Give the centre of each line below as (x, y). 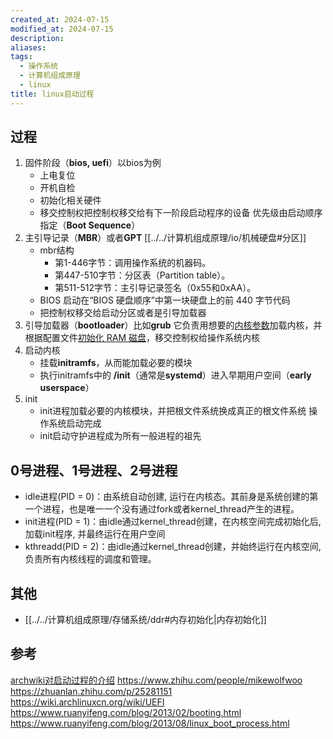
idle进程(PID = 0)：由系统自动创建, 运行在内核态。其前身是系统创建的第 (171, 497)
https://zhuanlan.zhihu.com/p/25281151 (91, 691)
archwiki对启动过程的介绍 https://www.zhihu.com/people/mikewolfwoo (156, 680)
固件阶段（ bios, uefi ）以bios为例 (93, 163)
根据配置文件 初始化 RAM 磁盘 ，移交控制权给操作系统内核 (142, 338)
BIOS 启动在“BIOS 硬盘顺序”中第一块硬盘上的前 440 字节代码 (165, 300)
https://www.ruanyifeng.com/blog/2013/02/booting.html (126, 712)
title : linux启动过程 (52, 94)
